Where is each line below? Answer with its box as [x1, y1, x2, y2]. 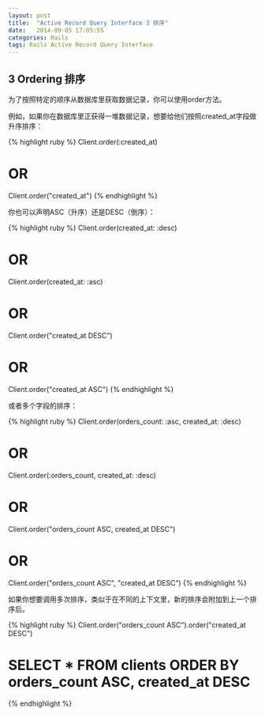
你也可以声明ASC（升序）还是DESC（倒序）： [8, 207, 155, 217]
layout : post [8, 11, 51, 20]
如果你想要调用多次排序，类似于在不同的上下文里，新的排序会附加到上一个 [8, 594, 250, 604]
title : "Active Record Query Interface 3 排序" [8, 19, 169, 27]
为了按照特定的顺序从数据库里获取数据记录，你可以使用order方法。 [8, 94, 226, 104]
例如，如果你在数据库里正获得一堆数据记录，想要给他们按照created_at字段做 [8, 111, 257, 121]
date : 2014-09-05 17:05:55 [8, 26, 104, 34]
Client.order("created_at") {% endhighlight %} [8, 190, 158, 200]
